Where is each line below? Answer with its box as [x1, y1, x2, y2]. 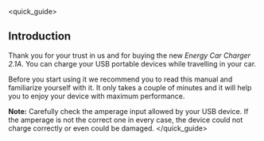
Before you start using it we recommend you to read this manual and [8, 74, 233, 84]
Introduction [8, 29, 72, 43]
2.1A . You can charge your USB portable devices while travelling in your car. [8, 59, 257, 68]
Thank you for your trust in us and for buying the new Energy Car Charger [8, 51, 251, 60]
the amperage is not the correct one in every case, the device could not [8, 115, 243, 124]
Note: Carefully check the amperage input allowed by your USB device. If [8, 106, 249, 116]
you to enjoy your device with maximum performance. [8, 91, 185, 101]
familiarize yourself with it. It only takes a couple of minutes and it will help [8, 82, 252, 92]
